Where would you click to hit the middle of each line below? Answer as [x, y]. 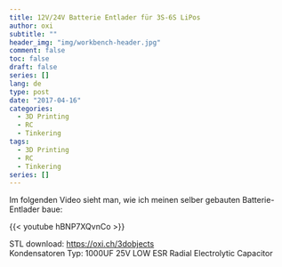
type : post [29, 92]
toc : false [29, 59]
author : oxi [31, 26]
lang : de [25, 84]
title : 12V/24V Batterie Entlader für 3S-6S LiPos [105, 17]
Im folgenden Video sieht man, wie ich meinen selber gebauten [125, 200]
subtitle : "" [33, 34]
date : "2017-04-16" [45, 100]
